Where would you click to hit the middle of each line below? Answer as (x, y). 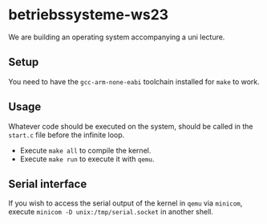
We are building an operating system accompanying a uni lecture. (117, 37)
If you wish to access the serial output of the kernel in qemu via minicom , (125, 203)
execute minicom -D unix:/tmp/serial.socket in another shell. (111, 212)
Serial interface (48, 183)
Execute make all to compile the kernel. (85, 150)
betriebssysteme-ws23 (89, 15)
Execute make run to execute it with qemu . (87, 159)
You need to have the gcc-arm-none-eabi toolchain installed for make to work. (134, 81)
